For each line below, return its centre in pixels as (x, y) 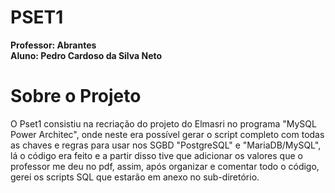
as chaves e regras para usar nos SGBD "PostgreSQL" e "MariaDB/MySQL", (166, 145)
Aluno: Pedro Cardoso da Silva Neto (86, 55)
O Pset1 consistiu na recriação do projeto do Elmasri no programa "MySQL (163, 123)
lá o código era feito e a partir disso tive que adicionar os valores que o (156, 155)
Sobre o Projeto (76, 96)
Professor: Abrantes (53, 45)
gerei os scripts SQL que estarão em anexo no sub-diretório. (135, 177)
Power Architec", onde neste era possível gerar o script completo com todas (167, 134)
